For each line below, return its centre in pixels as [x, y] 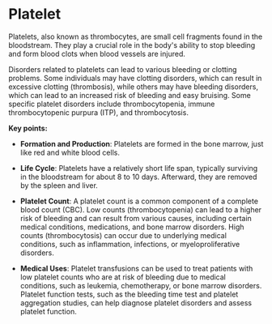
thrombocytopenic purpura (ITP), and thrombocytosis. [98, 112]
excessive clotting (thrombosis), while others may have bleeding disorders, [134, 87]
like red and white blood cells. [70, 152]
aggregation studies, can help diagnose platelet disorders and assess [136, 303]
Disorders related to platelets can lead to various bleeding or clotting [123, 69]
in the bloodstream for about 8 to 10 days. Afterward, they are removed [138, 177]
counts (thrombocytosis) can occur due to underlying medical [123, 235]
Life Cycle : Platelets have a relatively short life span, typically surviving [139, 168]
